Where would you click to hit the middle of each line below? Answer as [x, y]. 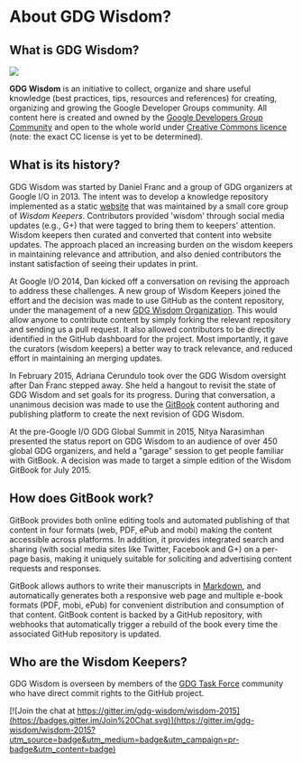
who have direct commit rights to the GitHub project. [107, 693]
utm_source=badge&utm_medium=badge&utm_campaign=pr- [124, 739]
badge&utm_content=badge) [63, 749]
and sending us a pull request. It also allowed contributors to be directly [142, 329]
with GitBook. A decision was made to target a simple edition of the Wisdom [150, 460]
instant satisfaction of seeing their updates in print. [104, 263]
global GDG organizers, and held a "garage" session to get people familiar [146, 450]
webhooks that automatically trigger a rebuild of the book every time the [143, 624]
